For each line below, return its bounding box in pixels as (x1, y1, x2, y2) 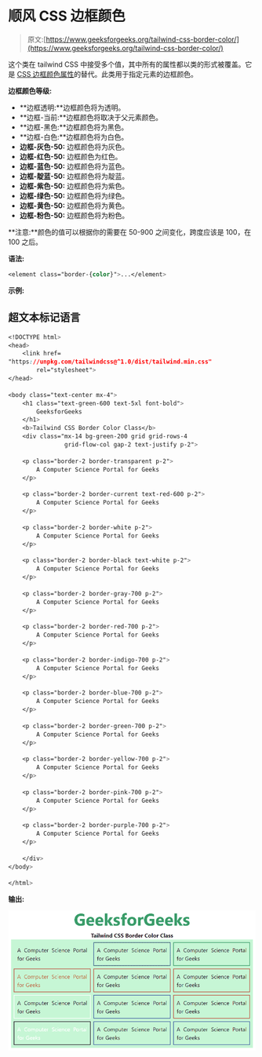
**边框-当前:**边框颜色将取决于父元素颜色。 (19, 112, 163, 122)
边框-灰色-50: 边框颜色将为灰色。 (19, 142, 129, 151)
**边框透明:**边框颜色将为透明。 (19, 103, 126, 112)
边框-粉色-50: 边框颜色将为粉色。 (19, 210, 129, 220)
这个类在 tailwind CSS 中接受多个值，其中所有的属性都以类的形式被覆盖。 (8, 60, 246, 69)
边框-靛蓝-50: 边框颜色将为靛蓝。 (19, 171, 129, 180)
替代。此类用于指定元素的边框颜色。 (81, 69, 198, 78)
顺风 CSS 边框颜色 (8, 7, 126, 25)
